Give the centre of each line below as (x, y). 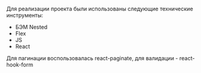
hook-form (20, 64)
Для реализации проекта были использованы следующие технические (100, 9)
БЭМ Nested (31, 27)
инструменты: (25, 15)
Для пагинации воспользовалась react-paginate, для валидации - (92, 58)
